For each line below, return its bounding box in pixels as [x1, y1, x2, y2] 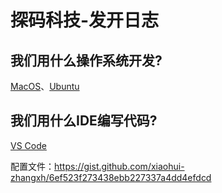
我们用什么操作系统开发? [10, 52, 163, 69]
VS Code [10, 139, 47, 151]
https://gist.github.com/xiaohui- [54, 160, 185, 172]
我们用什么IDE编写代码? [10, 112, 158, 130]
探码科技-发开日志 [10, 9, 160, 32]
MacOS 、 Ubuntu [10, 81, 80, 92]
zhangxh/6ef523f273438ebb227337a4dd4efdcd [10, 171, 212, 183]
